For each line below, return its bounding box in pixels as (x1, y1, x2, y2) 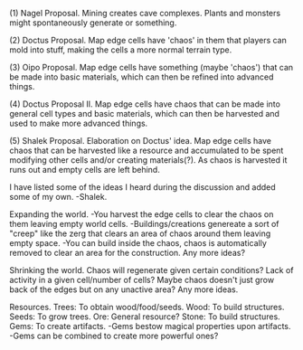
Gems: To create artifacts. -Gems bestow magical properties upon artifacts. (9, 321, 291, 331)
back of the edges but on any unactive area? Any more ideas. (9, 284, 239, 295)
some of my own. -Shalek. (9, 192, 108, 202)
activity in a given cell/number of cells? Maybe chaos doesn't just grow (9, 275, 274, 285)
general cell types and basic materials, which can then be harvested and (9, 109, 280, 118)
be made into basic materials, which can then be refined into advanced (9, 71, 274, 82)
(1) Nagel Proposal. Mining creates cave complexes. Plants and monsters (9, 8, 281, 18)
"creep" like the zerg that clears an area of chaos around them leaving (9, 228, 271, 239)
